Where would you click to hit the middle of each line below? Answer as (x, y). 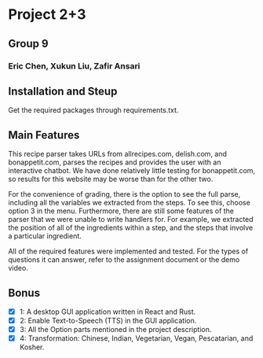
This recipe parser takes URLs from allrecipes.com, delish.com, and (118, 154)
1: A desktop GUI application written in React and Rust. (108, 312)
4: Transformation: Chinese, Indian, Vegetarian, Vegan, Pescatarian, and (136, 338)
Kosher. (32, 347)
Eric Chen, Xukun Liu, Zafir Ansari (74, 66)
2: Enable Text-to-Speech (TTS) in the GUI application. (108, 321)
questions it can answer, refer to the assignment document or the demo (124, 260)
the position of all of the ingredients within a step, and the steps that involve (131, 228)
